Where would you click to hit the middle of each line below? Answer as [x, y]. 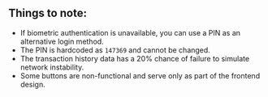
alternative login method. [62, 41]
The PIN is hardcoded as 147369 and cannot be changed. [115, 50]
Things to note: [48, 13]
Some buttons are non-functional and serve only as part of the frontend [140, 75]
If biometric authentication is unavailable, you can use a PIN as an [130, 32]
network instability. [52, 67]
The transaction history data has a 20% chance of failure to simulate [135, 58]
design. [33, 84]
